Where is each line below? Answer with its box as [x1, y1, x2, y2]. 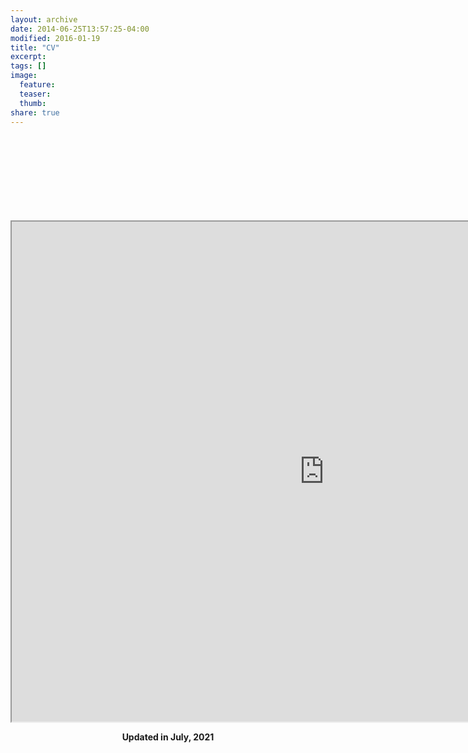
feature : [19, 80, 56, 90]
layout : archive [10, 14, 78, 25]
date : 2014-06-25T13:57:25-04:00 [10, 24, 150, 34]
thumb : [19, 98, 47, 108]
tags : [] [10, 61, 47, 71]
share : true [10, 107, 60, 118]
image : [10, 71, 38, 81]
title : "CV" [10, 42, 60, 53]
